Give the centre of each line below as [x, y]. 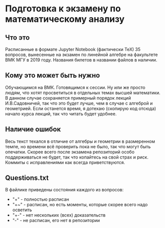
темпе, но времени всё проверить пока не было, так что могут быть [78, 146]
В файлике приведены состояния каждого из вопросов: [64, 190]
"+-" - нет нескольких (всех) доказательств [59, 215]
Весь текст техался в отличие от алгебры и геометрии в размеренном [80, 141]
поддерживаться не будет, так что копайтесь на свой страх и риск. [77, 157]
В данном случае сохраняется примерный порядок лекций [68, 98]
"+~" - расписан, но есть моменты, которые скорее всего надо [80, 205]
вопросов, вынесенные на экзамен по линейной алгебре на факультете [82, 55]
